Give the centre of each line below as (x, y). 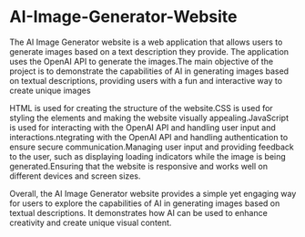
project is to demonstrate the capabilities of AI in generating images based (149, 71)
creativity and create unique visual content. (91, 222)
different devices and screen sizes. (75, 176)
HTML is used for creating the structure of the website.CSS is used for (141, 108)
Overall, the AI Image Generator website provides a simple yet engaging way (153, 193)
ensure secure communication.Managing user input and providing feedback (152, 147)
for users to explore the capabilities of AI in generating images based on (145, 203)
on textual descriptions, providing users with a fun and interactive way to (146, 80)
